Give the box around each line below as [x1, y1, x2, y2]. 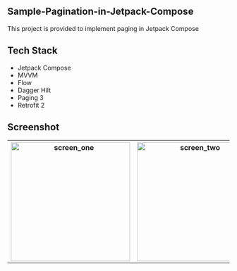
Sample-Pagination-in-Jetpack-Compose [7, 6, 194, 18]
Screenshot [7, 121, 60, 133]
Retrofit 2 [17, 101, 45, 109]
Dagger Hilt [17, 86, 51, 94]
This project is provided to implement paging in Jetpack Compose [7, 24, 200, 32]
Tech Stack [7, 45, 58, 57]
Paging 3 [17, 93, 44, 101]
